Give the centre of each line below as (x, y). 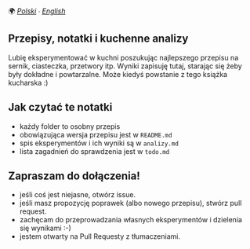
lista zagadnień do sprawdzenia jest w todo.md (94, 151)
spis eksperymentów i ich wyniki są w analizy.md (99, 143)
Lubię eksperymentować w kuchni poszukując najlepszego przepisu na (123, 57)
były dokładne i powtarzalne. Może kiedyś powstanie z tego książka (118, 74)
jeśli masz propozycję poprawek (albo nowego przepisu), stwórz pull (130, 203)
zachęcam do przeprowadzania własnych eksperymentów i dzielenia (131, 220)
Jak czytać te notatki (60, 107)
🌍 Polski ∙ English (37, 11)
